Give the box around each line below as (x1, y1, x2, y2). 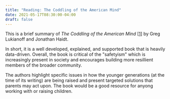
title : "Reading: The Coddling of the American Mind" (5, 7, 122, 13)
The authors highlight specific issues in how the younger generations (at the (5, 72, 165, 78)
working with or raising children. (5, 88, 73, 94)
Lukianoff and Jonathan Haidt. (5, 36, 69, 42)
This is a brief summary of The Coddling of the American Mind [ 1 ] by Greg (5, 31, 160, 37)
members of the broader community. (5, 62, 82, 69)
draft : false (5, 17, 33, 22)
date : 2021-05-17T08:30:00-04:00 (5, 12, 76, 17)
